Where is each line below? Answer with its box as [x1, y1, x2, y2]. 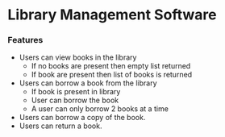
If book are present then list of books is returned [31, 70, 193, 80]
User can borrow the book [31, 95, 119, 106]
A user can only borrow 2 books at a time [31, 104, 169, 114]
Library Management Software [7, 6, 217, 24]
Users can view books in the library [19, 52, 137, 62]
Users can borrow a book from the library [19, 78, 157, 88]
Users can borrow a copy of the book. [19, 113, 146, 122]
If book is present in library [31, 87, 121, 97]
